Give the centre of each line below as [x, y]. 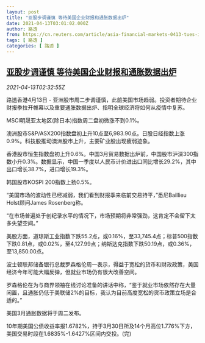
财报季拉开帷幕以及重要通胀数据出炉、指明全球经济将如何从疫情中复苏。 [97, 107]
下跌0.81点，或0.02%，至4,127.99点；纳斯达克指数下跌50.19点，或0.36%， [101, 244]
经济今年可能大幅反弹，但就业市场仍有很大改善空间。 [73, 272]
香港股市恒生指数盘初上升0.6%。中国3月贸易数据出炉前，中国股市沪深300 [100, 154]
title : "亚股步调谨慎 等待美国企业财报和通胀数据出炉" [68, 18]
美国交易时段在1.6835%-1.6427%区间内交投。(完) [69, 333]
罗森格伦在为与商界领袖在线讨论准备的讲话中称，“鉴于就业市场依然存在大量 [101, 285]
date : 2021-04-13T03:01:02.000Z [47, 23]
